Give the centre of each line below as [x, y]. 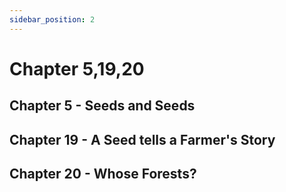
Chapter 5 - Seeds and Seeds [102, 106]
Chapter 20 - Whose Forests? [103, 173]
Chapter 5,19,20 [77, 68]
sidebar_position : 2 [52, 19]
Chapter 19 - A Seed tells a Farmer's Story [142, 139]
